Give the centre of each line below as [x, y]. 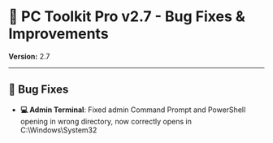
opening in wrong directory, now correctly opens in [106, 121]
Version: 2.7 [29, 56]
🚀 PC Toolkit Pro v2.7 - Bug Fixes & [127, 17]
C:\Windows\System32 [58, 130]
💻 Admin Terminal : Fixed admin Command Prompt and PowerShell [133, 110]
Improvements [58, 34]
